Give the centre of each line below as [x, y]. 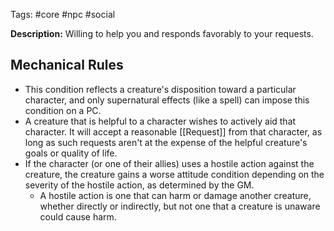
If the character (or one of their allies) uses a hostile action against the [169, 163]
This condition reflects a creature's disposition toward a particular [160, 89]
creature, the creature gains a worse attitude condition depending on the [174, 174]
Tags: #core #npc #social [63, 14]
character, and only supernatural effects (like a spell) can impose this [167, 100]
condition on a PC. [63, 110]
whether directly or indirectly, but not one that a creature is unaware [180, 206]
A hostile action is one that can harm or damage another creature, [175, 195]
